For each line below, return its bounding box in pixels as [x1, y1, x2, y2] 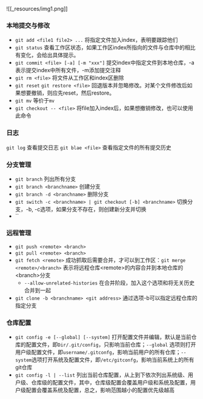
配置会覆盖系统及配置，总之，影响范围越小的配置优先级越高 [25, 386, 175, 394]
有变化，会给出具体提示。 [15, 52, 79, 59]
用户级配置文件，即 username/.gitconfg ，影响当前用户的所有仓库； [15, 349, 181, 356]
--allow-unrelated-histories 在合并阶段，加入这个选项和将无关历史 [24, 279, 195, 287]
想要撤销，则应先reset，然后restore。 [20, 89, 115, 96]
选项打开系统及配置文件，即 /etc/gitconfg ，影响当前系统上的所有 [31, 356, 195, 363]
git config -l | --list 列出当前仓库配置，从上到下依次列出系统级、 [15, 371, 188, 378]
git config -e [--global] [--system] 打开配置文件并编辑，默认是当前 [15, 334, 192, 341]
